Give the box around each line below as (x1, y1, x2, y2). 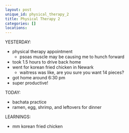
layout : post (5, 7, 32, 12)
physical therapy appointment (12, 49, 73, 55)
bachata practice (12, 99, 47, 105)
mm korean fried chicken (12, 124, 63, 130)
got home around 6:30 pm (12, 75, 65, 81)
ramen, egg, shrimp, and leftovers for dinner (12, 104, 102, 110)
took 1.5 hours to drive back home (12, 59, 81, 65)
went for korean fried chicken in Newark (12, 65, 94, 70)
